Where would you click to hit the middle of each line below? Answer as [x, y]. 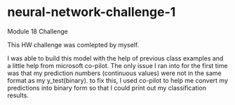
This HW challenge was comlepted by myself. [73, 45]
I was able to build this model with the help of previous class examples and [115, 58]
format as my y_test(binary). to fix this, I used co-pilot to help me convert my [118, 80]
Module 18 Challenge [38, 31]
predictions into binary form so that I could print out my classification [107, 88]
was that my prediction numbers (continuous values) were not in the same [115, 73]
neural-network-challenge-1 [92, 12]
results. [18, 95]
